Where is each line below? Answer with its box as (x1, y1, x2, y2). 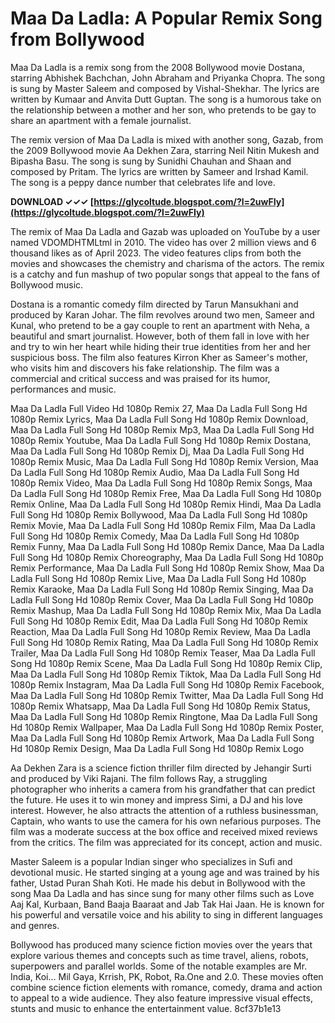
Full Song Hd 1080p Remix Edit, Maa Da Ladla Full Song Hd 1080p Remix (10, 615, 308, 627)
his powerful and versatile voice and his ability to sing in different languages (10, 908, 323, 921)
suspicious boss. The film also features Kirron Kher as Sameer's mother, (10, 351, 308, 363)
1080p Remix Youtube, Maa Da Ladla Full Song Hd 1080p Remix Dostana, (10, 434, 312, 446)
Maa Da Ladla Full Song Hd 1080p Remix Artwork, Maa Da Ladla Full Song (10, 732, 315, 744)
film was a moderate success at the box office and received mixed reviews (10, 825, 318, 837)
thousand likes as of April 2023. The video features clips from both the (10, 247, 302, 259)
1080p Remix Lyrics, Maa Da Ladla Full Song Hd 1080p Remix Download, (10, 413, 309, 425)
